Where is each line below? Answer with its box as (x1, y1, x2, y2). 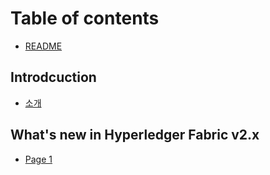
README (24, 40, 63, 52)
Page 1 (24, 153, 53, 165)
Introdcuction (10, 69, 97, 86)
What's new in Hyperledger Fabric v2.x (10, 127, 260, 144)
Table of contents (10, 7, 160, 30)
